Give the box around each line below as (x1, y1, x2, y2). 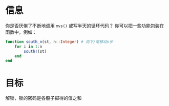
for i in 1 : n (14, 44, 43, 49)
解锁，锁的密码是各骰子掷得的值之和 (5, 95, 82, 101)
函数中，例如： (5, 29, 37, 35)
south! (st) (24, 49, 47, 54)
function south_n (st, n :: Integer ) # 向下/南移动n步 (5, 39, 114, 44)
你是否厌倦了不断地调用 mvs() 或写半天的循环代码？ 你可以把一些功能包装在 (5, 23, 164, 29)
